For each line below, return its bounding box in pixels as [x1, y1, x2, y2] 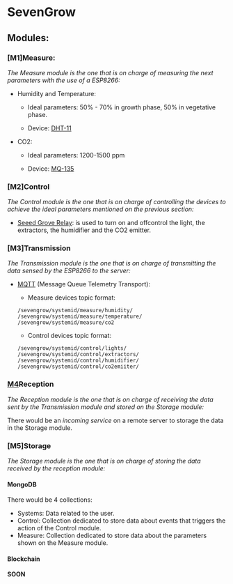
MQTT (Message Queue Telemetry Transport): [17, 280, 151, 289]
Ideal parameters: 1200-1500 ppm [27, 151, 125, 159]
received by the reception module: [7, 464, 106, 472]
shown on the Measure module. [17, 539, 109, 547]
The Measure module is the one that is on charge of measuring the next [7, 68, 214, 77]
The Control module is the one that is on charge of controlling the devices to [7, 198, 226, 206]
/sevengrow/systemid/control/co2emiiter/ [17, 363, 139, 370]
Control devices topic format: [27, 332, 112, 340]
